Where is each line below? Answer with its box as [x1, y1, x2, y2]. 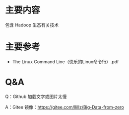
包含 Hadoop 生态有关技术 [5, 22, 59, 28]
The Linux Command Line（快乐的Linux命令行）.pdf [12, 58, 119, 65]
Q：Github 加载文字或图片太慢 [5, 93, 67, 100]
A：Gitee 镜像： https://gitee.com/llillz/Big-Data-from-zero [5, 104, 124, 110]
